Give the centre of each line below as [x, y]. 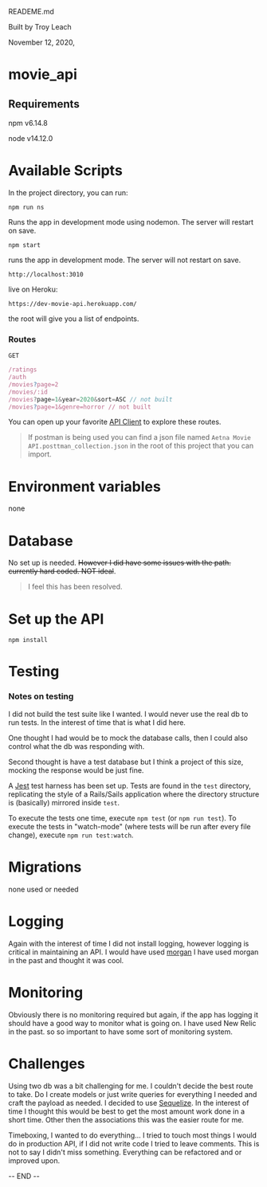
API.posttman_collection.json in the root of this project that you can [140, 446]
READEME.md [31, 12]
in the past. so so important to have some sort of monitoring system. [121, 1032]
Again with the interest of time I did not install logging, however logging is [129, 943]
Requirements [44, 104]
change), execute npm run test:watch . [71, 835]
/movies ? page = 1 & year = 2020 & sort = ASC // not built [90, 399]
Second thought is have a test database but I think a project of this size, [126, 762]
